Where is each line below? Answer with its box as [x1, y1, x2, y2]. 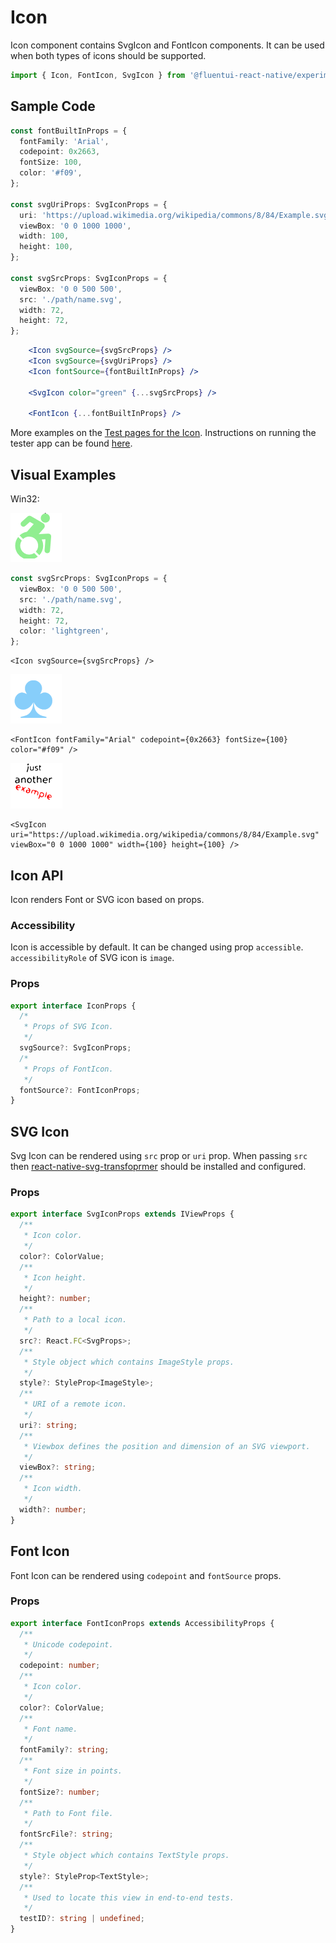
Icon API [10, 867, 64, 884]
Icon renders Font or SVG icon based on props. [10, 894, 205, 905]
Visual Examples [10, 466, 117, 483]
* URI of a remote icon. [23, 1399, 128, 1410]
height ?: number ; [19, 1294, 92, 1304]
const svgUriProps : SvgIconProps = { [10, 199, 168, 210]
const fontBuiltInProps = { [10, 126, 128, 136]
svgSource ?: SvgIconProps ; [19, 1043, 132, 1053]
